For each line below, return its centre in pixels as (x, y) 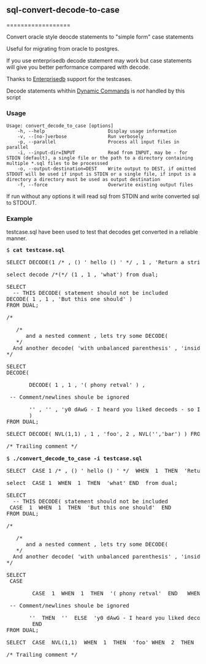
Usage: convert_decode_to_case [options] (60, 126)
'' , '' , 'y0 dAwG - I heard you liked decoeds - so (112, 410)
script (14, 97)
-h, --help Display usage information (97, 131)
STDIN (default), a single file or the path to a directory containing (100, 158)
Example (20, 219)
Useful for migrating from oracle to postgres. (63, 48)
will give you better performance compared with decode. (78, 67)
